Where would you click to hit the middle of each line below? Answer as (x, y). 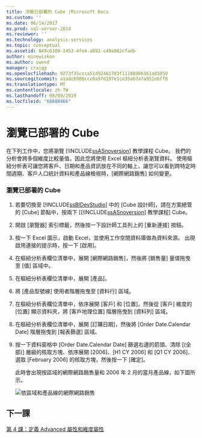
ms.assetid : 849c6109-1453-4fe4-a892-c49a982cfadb (71, 51)
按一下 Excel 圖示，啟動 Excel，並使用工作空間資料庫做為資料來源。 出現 (105, 238)
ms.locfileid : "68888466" (38, 101)
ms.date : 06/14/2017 (32, 23)
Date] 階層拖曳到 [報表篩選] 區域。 (57, 332)
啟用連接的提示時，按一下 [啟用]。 (57, 245)
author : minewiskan (31, 57)
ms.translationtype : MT (36, 85)
